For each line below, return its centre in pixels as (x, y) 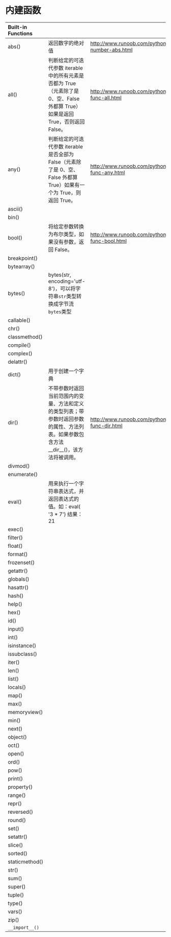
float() (15, 546)
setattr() (18, 837)
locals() (17, 687)
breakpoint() (23, 258)
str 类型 (67, 296)
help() (15, 604)
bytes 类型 (60, 311)
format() (18, 554)
